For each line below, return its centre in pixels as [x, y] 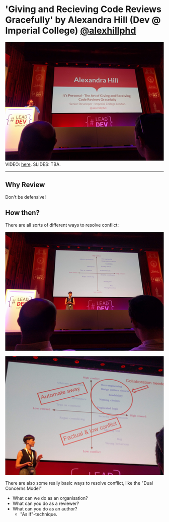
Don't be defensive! [26, 197]
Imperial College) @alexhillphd [71, 31]
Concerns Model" [23, 488]
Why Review [25, 185]
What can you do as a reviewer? [46, 503]
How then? [23, 213]
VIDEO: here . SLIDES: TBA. [33, 164]
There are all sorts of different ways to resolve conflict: [62, 225]
